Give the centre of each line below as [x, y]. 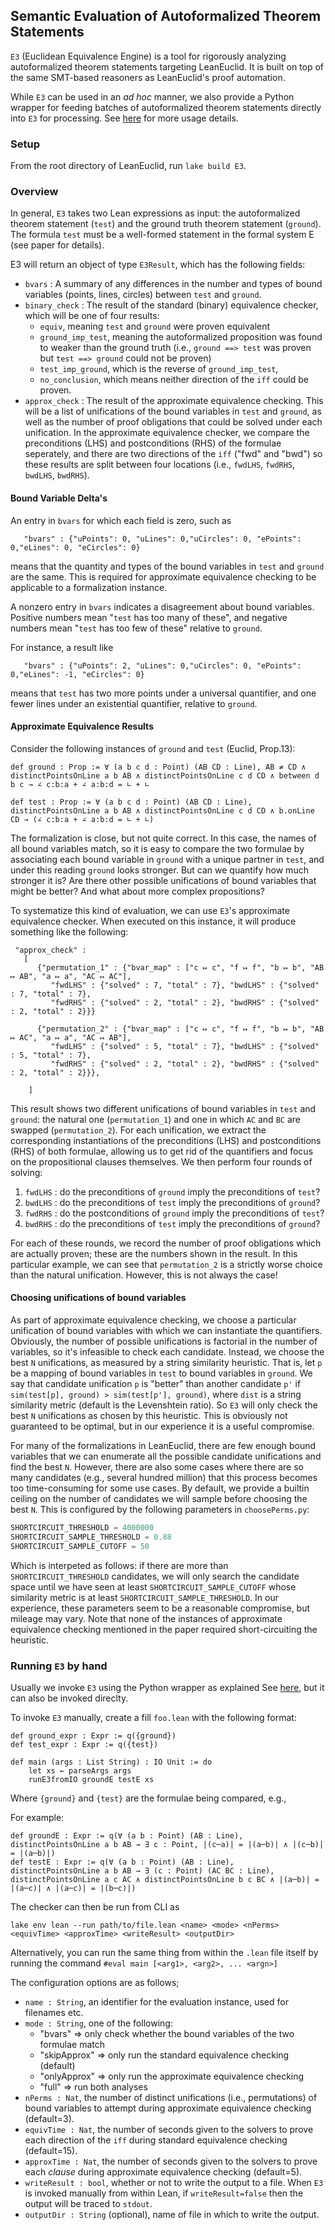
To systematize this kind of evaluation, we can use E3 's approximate [150, 910]
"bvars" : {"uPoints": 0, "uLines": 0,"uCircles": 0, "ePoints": [162, 539]
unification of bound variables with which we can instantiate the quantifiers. [166, 1331]
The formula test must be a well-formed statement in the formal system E [162, 235]
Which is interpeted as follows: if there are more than [119, 1565]
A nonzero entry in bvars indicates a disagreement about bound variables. [162, 606]
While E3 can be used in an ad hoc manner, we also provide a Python [152, 96]
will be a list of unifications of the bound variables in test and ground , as [173, 411]
